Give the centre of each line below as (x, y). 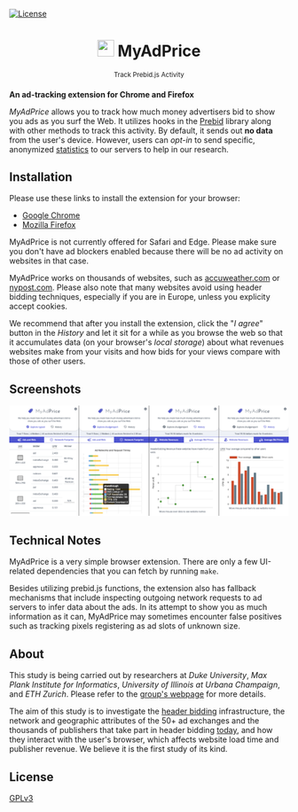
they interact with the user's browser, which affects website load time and (144, 739)
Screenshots (45, 389)
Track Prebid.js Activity (149, 74)
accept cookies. (39, 307)
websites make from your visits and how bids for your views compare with (145, 352)
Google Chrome (51, 215)
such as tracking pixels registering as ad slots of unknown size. (125, 626)
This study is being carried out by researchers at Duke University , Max (138, 675)
